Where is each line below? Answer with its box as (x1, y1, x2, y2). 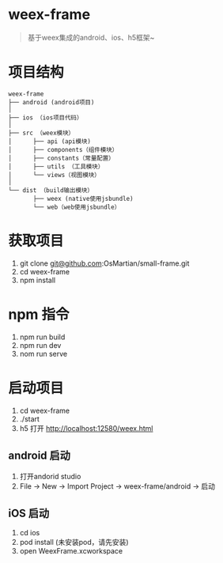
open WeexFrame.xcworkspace (19, 546, 123, 556)
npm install (19, 275, 56, 285)
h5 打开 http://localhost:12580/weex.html (19, 423, 153, 433)
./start (19, 414, 40, 424)
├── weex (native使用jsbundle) (32, 195, 134, 202)
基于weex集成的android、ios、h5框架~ (27, 32, 155, 42)
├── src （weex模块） (8, 129, 75, 137)
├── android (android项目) (8, 98, 95, 106)
